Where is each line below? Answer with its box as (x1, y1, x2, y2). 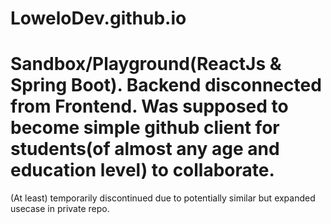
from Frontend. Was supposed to (10, 95, 289, 118)
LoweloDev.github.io (10, 7, 187, 30)
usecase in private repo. (10, 203, 110, 215)
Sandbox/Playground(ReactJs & (10, 53, 282, 76)
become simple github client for (10, 117, 280, 139)
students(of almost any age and (10, 138, 280, 161)
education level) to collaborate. (10, 159, 275, 182)
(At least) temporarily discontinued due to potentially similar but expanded (10, 192, 316, 204)
